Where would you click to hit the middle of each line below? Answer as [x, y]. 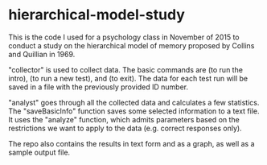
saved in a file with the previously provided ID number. [99, 87]
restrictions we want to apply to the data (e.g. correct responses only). [125, 128]
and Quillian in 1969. [42, 54]
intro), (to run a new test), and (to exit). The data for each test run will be [128, 78]
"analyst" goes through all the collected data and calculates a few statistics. [134, 102]
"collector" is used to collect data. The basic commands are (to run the [126, 69]
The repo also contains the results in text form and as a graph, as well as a [131, 143]
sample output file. [39, 152]
